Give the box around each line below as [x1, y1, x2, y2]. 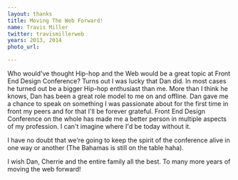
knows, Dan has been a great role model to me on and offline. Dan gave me [7, 92, 229, 100]
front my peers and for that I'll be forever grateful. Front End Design [7, 107, 205, 115]
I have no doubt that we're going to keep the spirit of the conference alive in [7, 136, 230, 144]
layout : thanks [7, 10, 53, 18]
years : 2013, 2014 [7, 37, 62, 44]
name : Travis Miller [7, 23, 69, 31]
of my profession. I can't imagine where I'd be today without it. [7, 122, 191, 130]
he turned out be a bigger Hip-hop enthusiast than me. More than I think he [7, 85, 228, 92]
